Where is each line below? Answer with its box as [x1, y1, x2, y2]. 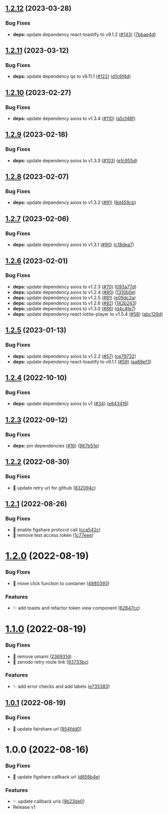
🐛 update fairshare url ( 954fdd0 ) [12, 725, 82, 732]
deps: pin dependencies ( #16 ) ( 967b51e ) [12, 442, 99, 448]
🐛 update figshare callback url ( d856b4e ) [12, 773, 100, 780]
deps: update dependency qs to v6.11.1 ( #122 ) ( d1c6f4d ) [12, 73, 131, 79]
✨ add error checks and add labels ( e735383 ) [12, 683, 110, 689]
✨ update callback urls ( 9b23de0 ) [12, 798, 85, 805]
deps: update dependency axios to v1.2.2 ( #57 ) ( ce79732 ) [12, 353, 136, 359]
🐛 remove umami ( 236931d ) [12, 653, 72, 660]
